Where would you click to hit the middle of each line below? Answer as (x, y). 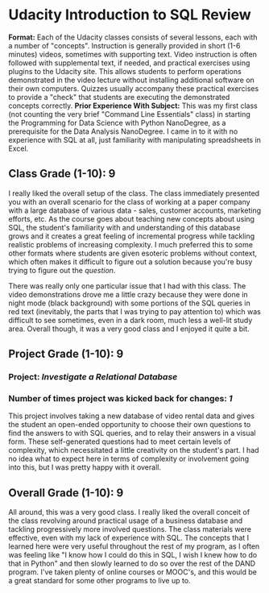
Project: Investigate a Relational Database (93, 377)
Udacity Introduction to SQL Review (130, 15)
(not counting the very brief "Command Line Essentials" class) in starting (130, 114)
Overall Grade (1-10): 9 (66, 493)
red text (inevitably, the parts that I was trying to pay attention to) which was (135, 311)
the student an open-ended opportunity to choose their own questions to (130, 425)
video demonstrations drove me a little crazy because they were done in (128, 294)
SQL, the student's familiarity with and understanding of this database (124, 227)
